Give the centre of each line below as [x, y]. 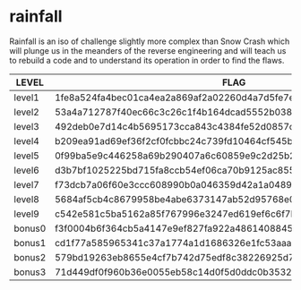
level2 [27, 112]
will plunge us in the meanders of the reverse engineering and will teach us [148, 50]
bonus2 [30, 257]
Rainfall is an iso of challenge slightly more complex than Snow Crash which [150, 41]
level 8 [27, 199]
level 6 [27, 170]
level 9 [27, 214]
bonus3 [30, 272]
